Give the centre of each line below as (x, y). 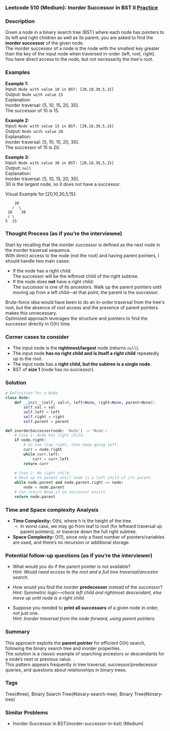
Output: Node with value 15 (34, 94)
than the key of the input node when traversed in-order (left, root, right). (80, 54)
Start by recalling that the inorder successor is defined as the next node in (83, 245)
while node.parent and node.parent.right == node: (69, 483)
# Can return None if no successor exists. (61, 492)
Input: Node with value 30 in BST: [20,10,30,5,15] (60, 162)
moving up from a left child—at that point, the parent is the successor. (86, 292)
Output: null (18, 168)
